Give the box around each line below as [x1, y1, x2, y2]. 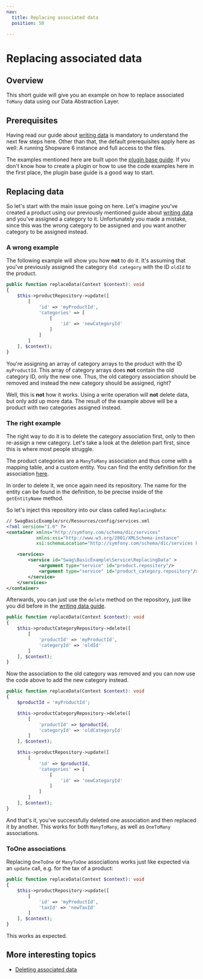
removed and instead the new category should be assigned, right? [6, 379, 171, 386]
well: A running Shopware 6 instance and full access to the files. [6, 145, 166, 152]
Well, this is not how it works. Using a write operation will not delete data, [6, 391, 189, 398]
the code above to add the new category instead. [6, 677, 129, 684]
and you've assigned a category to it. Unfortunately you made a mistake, [6, 215, 187, 223]
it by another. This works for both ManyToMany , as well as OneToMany [6, 823, 171, 830]
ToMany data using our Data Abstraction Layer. [6, 98, 120, 105]
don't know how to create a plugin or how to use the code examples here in [6, 163, 195, 170]
